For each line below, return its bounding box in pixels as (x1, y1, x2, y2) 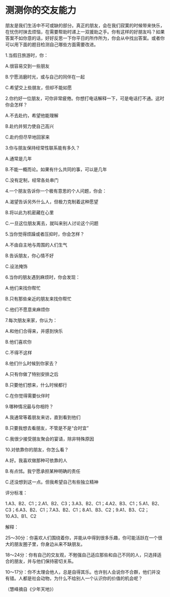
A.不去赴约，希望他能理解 (5, 112, 59, 118)
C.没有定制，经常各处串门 (5, 177, 59, 183)
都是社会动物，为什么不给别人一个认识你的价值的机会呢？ (22, 575, 143, 581)
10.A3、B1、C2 (5, 513, 37, 519)
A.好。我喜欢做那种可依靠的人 (5, 457, 67, 463)
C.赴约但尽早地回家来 (5, 134, 50, 140)
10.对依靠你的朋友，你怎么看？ (5, 446, 69, 452)
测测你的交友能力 (5, 5, 77, 16)
